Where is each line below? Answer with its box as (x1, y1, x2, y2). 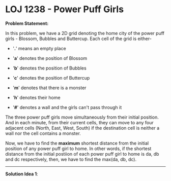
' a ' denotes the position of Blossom (12, 55, 88, 61)
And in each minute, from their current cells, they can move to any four (5, 119, 154, 125)
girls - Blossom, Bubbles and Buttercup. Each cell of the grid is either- (5, 35, 152, 42)
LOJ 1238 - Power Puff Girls (5, 4, 124, 15)
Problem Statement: (5, 20, 49, 26)
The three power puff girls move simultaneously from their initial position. (5, 114, 159, 120)
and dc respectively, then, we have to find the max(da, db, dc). (5, 156, 136, 162)
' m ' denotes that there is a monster (12, 85, 87, 91)
